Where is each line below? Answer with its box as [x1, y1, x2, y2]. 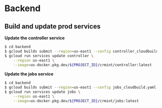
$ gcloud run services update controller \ [4, 53, 94, 58]
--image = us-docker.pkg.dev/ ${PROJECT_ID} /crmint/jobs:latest [13, 98, 139, 103]
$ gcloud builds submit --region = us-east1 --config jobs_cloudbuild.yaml [4, 85, 157, 90]
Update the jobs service [4, 71, 54, 77]
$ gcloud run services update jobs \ [4, 90, 81, 94]
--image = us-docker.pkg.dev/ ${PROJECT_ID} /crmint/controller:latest [13, 62, 152, 67]
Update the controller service [4, 35, 65, 41]
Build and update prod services [4, 22, 101, 31]
